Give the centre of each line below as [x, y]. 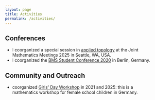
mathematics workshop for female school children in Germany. [75, 92]
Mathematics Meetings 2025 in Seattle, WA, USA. [62, 55]
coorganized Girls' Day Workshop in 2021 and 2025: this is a [73, 87]
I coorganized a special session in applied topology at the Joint [75, 50]
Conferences [25, 38]
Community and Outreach [45, 75]
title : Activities [24, 14]
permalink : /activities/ [30, 18]
